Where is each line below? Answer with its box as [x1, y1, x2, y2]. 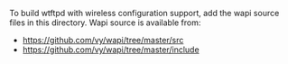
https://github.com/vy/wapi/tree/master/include [22, 44, 200, 55]
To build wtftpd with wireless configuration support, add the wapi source [9, 8, 280, 18]
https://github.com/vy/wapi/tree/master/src [22, 35, 184, 45]
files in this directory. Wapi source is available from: [9, 17, 201, 28]
